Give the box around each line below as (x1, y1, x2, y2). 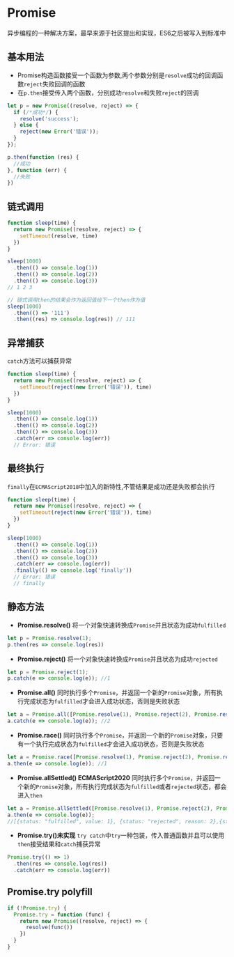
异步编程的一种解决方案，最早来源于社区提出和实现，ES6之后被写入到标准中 (7, 29, 226, 37)
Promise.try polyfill (7, 886, 93, 898)
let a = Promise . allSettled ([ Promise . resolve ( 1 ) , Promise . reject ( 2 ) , (7, 804, 214, 812)
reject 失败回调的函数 (23, 79, 86, 88)
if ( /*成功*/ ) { (13, 109, 58, 116)
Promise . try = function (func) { (13, 911, 111, 918)
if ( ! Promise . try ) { (7, 904, 68, 912)
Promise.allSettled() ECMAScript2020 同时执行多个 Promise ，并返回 (17, 773, 215, 781)
